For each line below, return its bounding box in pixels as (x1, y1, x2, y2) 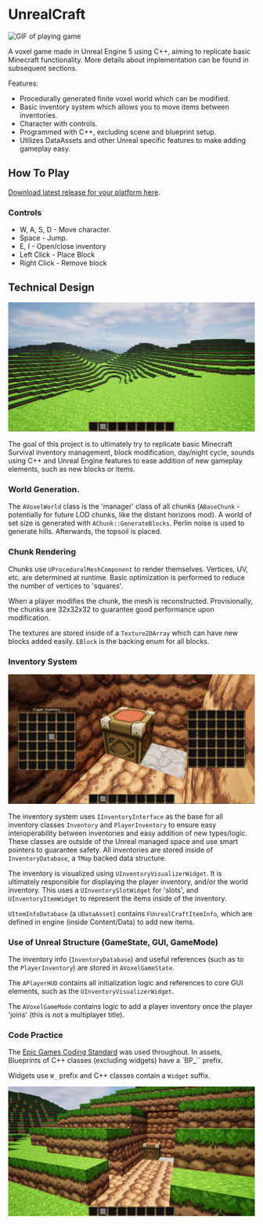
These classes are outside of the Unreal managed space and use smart (8, 836, 239, 846)
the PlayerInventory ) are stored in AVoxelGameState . (8, 963, 175, 973)
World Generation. (8, 484, 80, 495)
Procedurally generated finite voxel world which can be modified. (19, 93, 230, 103)
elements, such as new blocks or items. (8, 465, 135, 474)
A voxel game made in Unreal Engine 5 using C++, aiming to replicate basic (8, 46, 251, 56)
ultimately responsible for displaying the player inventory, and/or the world (8, 877, 248, 886)
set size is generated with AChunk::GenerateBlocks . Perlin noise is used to (8, 518, 245, 528)
